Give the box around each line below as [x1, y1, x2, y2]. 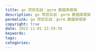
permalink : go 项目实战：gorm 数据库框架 [5, 17, 86, 22]
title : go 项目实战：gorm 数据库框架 [5, 7, 78, 13]
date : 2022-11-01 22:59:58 [5, 26, 62, 31]
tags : [5, 36, 17, 41]
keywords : [5, 31, 26, 36]
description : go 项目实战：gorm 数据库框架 [5, 12, 91, 17]
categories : [5, 40, 30, 45]
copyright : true [5, 21, 40, 27]
